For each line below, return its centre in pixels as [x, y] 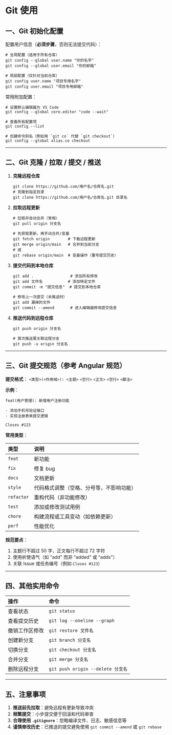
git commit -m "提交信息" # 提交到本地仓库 [57, 287]
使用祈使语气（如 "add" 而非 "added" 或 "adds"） [65, 557]
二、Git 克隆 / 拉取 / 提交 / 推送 [53, 163]
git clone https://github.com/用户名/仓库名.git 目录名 [70, 197]
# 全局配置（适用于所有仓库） [33, 55]
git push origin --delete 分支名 [88, 669]
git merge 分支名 [69, 659]
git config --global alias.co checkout [48, 141]
